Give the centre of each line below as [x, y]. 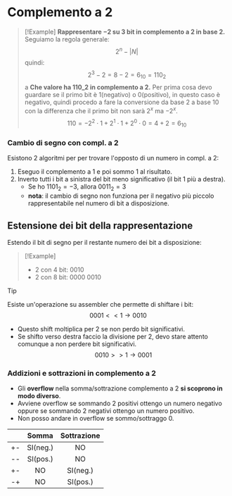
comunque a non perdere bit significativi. [77, 344]
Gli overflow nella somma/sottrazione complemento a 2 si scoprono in [120, 388]
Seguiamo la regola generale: [67, 39]
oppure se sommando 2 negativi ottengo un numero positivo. [106, 411]
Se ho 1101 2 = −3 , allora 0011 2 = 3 [77, 187]
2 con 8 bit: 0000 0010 [68, 277]
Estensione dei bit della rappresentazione [100, 225]
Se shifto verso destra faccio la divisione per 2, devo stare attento [113, 337]
